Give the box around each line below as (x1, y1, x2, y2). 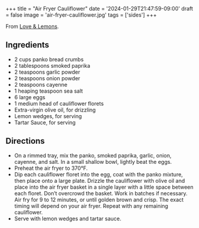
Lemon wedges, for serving (14, 112, 82, 119)
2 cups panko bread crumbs (14, 56, 84, 63)
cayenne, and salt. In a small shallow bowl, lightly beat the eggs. (14, 158, 172, 165)
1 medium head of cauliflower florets (14, 100, 104, 107)
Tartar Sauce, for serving (14, 119, 76, 126)
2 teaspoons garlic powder (14, 68, 80, 75)
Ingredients (5, 40, 49, 50)
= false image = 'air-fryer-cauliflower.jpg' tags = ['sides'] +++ (5, 11, 157, 18)
